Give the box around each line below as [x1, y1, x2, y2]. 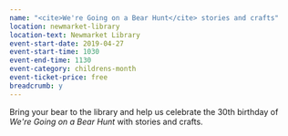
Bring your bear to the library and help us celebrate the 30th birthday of [9, 106, 279, 117]
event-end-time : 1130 [9, 56, 92, 65]
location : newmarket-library [9, 22, 120, 31]
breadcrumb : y [9, 81, 64, 90]
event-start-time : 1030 [9, 47, 100, 57]
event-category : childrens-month [9, 65, 137, 74]
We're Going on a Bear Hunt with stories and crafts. [9, 116, 203, 127]
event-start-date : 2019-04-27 [9, 38, 125, 48]
